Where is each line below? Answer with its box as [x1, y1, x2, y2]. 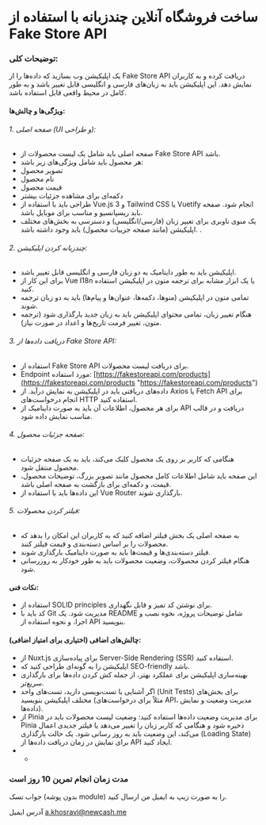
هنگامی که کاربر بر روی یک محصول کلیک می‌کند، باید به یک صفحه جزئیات [20, 454, 234, 463]
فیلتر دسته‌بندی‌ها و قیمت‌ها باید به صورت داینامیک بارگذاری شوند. [20, 547, 211, 557]
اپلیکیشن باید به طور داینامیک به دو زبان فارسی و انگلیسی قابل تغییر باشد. [20, 267, 237, 277]
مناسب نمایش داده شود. [20, 411, 93, 420]
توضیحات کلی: [9, 53, 59, 64]
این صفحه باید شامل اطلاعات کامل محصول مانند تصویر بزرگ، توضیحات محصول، [20, 470, 257, 480]
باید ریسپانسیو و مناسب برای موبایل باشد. [20, 208, 143, 217]
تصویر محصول [20, 166, 63, 175]
